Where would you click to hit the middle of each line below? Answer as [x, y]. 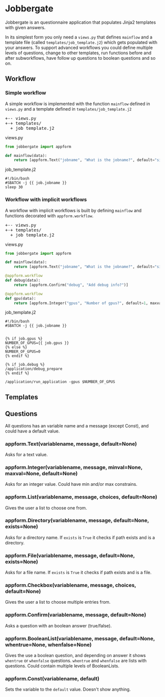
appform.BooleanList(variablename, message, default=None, [80, 638]
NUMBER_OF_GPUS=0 [23, 352]
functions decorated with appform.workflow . [49, 216]
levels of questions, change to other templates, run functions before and [78, 53]
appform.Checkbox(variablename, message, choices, [71, 585]
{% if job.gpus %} [24, 339]
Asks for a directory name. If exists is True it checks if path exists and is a [80, 537]
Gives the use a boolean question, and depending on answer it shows [75, 655]
